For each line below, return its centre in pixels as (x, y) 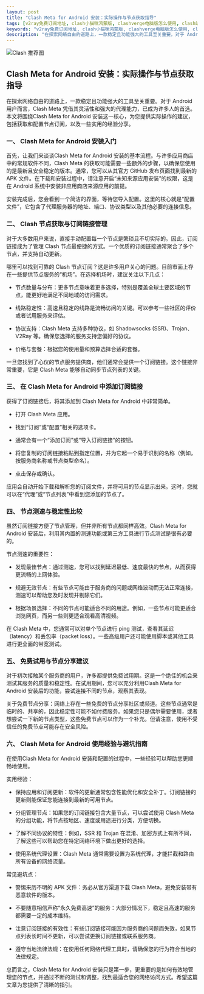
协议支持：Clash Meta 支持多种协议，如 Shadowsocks (83, 328)
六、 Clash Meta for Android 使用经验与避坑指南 (77, 744)
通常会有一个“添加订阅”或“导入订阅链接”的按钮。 (76, 440)
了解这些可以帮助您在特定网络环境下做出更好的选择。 (82, 840)
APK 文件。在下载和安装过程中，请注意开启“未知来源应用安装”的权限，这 (97, 179)
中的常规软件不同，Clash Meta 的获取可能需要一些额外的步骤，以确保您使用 (101, 163)
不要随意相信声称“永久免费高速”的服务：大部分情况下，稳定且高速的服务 (105, 907)
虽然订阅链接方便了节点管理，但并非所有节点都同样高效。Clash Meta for (97, 526)
